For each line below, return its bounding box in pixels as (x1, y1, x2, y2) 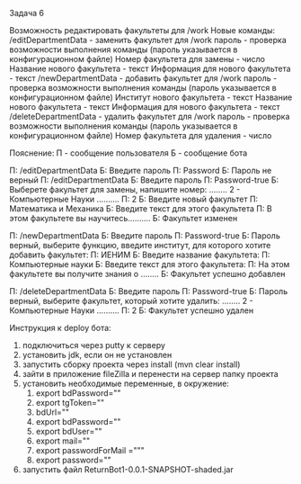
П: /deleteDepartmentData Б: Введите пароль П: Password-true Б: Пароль (9, 286, 288, 296)
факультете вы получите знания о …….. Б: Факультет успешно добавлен (9, 269, 286, 279)
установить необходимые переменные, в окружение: (22, 378, 229, 389)
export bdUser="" (35, 426, 102, 436)
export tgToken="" (35, 398, 105, 408)
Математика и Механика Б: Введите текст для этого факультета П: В (9, 203, 272, 214)
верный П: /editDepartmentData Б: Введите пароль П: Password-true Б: (9, 175, 279, 185)
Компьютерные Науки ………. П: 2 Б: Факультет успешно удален (9, 305, 254, 316)
